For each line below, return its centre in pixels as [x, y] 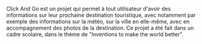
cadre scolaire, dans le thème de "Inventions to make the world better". [95, 34]
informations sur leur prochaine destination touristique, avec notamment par [101, 15]
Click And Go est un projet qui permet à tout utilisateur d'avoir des [89, 9]
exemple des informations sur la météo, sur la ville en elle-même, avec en [98, 21]
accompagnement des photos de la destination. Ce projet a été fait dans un [100, 28]
